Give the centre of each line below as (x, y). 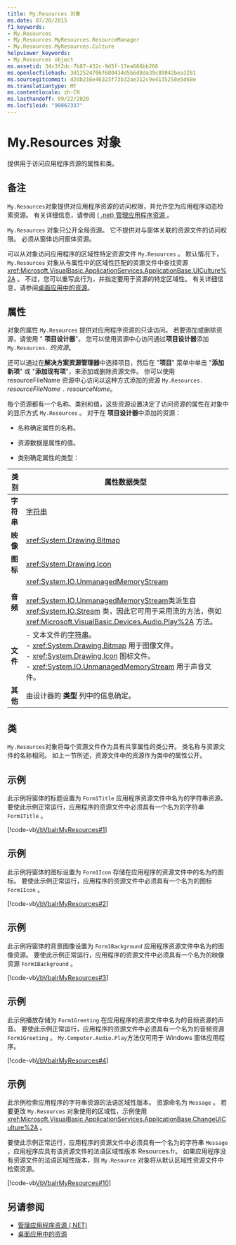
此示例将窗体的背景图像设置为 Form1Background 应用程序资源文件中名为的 (113, 946)
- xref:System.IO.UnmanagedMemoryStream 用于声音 (115, 667)
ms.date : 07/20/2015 (38, 20)
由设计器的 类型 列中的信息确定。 (80, 696)
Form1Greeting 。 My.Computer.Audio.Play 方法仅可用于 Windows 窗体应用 (113, 1037)
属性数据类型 (126, 482)
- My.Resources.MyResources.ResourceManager (73, 40)
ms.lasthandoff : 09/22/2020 (48, 99)
